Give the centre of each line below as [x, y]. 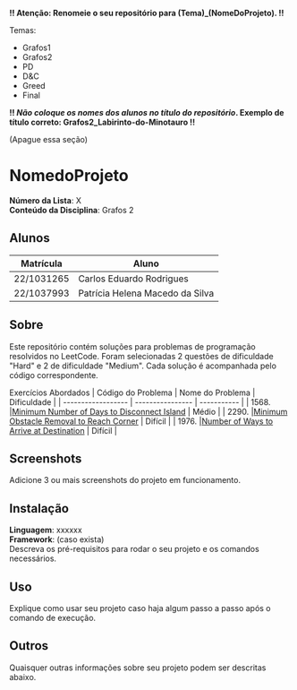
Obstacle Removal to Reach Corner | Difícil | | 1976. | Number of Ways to [141, 421]
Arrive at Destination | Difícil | [64, 430]
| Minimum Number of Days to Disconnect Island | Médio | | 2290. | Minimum [148, 411]
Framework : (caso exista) [57, 539]
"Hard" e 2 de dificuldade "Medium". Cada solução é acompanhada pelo [143, 366]
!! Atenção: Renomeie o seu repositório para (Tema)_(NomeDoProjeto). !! [147, 13]
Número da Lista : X [46, 200]
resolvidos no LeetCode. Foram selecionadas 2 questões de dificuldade [142, 356]
